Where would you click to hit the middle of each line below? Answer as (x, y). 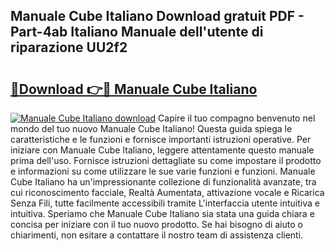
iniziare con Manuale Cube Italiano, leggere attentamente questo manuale (162, 150)
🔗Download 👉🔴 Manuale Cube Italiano (134, 89)
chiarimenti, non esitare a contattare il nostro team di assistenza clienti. (157, 235)
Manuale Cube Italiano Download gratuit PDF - (157, 16)
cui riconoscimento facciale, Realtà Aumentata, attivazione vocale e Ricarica (167, 192)
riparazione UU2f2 (69, 47)
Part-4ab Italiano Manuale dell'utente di (137, 32)
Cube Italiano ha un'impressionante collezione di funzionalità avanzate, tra (163, 182)
